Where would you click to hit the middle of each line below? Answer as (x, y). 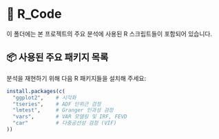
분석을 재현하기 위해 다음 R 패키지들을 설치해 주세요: (76, 78)
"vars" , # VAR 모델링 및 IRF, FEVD (70, 117)
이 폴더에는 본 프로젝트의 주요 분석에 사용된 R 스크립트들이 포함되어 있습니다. (109, 34)
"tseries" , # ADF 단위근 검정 (57, 104)
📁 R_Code (34, 14)
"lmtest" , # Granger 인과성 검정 (63, 110)
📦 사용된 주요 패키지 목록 (58, 58)
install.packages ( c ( (36, 91)
